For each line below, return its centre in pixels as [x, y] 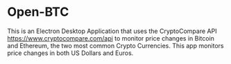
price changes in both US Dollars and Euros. [70, 53]
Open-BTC [38, 12]
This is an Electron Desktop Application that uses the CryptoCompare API [112, 31]
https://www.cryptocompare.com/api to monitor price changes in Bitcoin [111, 38]
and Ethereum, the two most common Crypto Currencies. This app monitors [115, 45]
